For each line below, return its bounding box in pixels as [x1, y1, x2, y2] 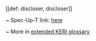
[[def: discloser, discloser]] [5, 5, 73, 12]
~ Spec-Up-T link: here [5, 17, 63, 23]
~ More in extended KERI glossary [5, 28, 90, 35]
